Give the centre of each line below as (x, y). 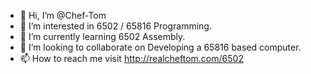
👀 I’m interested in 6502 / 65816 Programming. (115, 26)
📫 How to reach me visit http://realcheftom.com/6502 (131, 58)
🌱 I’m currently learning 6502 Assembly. (102, 36)
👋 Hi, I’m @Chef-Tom (63, 15)
